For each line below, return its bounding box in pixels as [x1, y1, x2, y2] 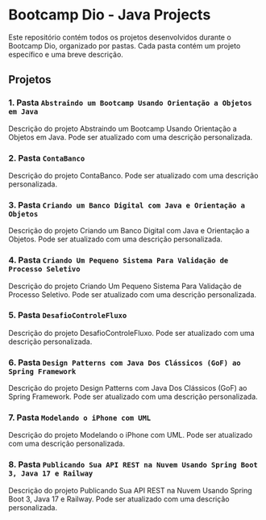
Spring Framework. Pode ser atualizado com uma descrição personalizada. [8, 392, 258, 401]
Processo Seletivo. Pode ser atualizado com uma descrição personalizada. [8, 289, 256, 300]
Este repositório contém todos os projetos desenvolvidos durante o [8, 32, 231, 42]
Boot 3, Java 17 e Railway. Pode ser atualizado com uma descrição [8, 494, 230, 504]
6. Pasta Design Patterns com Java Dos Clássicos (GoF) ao [8, 357, 241, 368]
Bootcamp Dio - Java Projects [8, 6, 211, 24]
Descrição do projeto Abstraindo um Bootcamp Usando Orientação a [8, 124, 238, 133]
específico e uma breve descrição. [8, 49, 123, 59]
